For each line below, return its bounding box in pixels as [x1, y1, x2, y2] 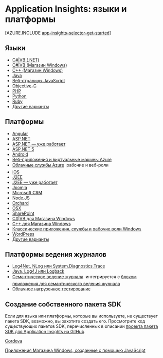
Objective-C [12, 83, 37, 89]
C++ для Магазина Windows [12, 221, 71, 226]
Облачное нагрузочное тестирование [12, 286, 91, 292]
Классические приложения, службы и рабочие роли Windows [12, 226, 142, 232]
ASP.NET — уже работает [12, 141, 66, 147]
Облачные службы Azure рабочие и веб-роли [12, 162, 109, 168]
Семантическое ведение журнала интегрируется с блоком [12, 274, 137, 280]
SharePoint [12, 210, 35, 216]
